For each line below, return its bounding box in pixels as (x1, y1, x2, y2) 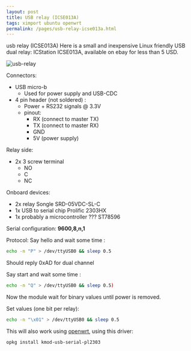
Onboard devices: (6, 189, 50, 196)
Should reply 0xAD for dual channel (6, 259, 94, 267)
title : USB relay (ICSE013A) (6, 14, 79, 20)
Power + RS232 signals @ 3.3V (23, 103, 102, 110)
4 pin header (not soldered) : (14, 96, 86, 104)
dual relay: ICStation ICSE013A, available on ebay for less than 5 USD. (6, 49, 179, 56)
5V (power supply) (32, 135, 79, 142)
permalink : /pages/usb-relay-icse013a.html (6, 25, 117, 32)
